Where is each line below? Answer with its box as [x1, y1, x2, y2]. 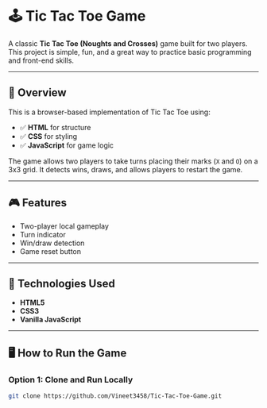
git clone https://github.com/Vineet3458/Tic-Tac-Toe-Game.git [8, 392, 222, 400]
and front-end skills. [8, 56, 74, 65]
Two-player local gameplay [19, 221, 110, 231]
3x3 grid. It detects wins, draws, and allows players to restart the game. [8, 164, 243, 174]
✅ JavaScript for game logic [19, 140, 114, 150]
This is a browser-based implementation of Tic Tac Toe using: [8, 107, 211, 117]
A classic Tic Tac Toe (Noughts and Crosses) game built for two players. [8, 38, 248, 48]
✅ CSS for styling [19, 131, 78, 140]
